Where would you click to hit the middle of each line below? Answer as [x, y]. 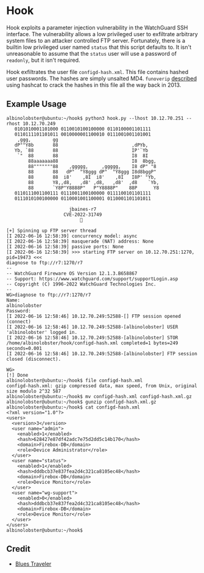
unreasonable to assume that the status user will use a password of [92, 53]
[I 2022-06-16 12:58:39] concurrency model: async [72, 236]
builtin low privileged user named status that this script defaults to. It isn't [99, 47]
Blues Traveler [33, 564]
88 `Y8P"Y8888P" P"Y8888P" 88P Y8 [94, 188]
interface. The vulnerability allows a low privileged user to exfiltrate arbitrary [102, 34]
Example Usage [37, 104]
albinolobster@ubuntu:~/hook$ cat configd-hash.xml [73, 407]
